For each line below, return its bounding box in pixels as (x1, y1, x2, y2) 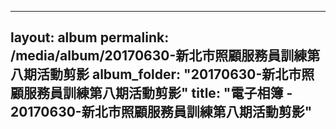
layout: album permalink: (10, 29, 170, 46)
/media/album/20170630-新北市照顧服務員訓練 (10, 47, 308, 65)
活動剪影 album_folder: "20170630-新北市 (36, 66, 302, 83)
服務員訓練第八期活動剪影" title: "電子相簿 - (23, 85, 293, 102)
